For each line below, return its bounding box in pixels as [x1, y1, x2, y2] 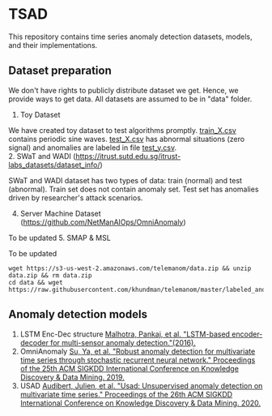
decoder [19, 337, 49, 347]
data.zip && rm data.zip [8, 271, 92, 280]
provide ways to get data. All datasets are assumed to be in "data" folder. [8, 94, 253, 104]
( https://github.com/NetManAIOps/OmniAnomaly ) [19, 217, 186, 227]
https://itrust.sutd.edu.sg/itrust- [75, 151, 181, 161]
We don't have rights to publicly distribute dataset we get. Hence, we [8, 85, 239, 95]
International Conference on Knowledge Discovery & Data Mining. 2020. [19, 398, 261, 408]
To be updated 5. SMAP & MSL [8, 233, 111, 242]
